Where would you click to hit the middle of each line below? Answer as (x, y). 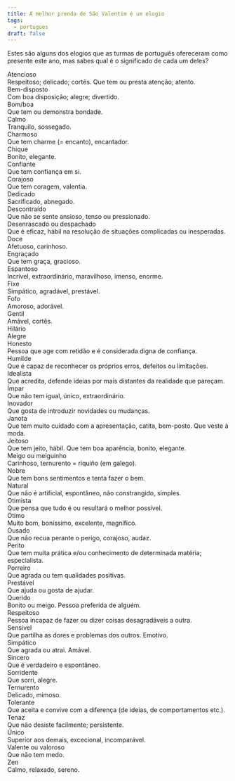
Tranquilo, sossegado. (39, 127)
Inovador (20, 404)
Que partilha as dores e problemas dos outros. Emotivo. (88, 635)
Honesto (20, 344)
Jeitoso (18, 441)
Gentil (16, 314)
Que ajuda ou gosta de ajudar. (51, 590)
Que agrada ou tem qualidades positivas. (67, 576)
